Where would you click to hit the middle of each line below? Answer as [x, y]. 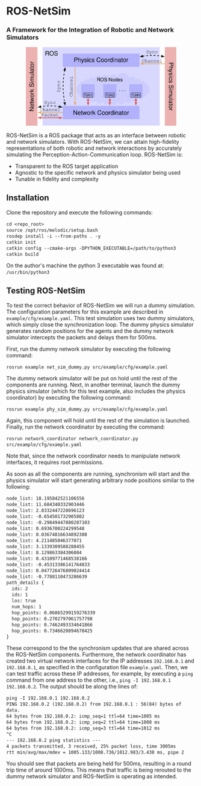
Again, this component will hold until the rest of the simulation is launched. [98, 420]
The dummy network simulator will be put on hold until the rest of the [92, 378]
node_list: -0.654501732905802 [45, 516]
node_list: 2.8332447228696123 [45, 510]
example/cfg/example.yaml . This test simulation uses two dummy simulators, [100, 318]
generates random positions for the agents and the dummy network [90, 331]
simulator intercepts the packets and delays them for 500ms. [82, 337]
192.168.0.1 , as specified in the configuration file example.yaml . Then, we [97, 667]
